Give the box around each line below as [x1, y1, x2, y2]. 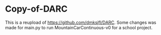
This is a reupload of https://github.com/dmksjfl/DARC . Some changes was [5, 19, 157, 25]
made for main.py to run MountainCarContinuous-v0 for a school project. [5, 24, 153, 30]
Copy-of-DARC [5, 3, 68, 15]
